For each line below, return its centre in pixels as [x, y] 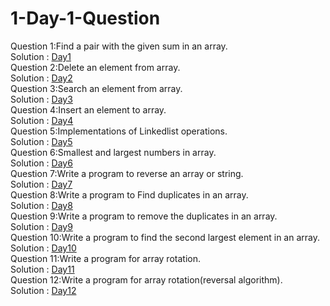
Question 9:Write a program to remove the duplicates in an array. [144, 216]
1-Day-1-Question [85, 18]
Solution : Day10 [43, 248]
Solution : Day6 [41, 163]
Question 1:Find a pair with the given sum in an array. [119, 46]
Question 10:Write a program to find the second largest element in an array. [165, 237]
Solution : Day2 [41, 78]
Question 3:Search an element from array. [96, 88]
